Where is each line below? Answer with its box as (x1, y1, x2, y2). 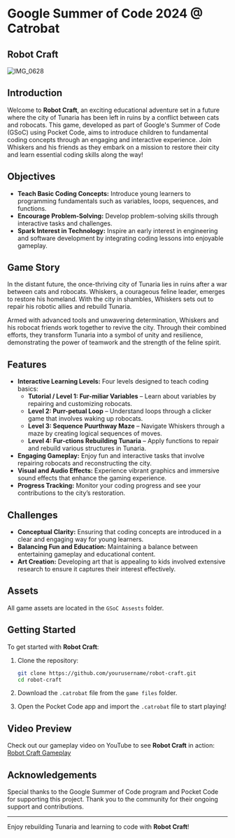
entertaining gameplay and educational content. (17, 550, 156, 559)
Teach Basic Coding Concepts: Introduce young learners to (17, 189, 191, 197)
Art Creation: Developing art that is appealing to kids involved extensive (17, 557, 226, 566)
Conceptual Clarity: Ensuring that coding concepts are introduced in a (17, 528, 222, 536)
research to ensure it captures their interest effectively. (17, 565, 176, 573)
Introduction (7, 87, 63, 99)
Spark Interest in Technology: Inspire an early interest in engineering (17, 226, 218, 235)
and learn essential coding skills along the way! (7, 150, 143, 159)
